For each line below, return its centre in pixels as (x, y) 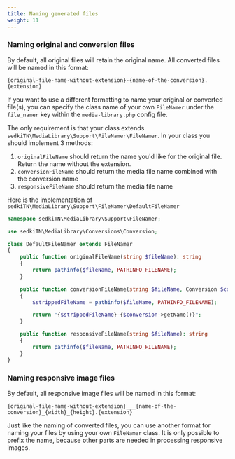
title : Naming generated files (53, 14)
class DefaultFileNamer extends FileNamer (70, 244)
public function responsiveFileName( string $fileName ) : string (114, 334)
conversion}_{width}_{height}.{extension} (70, 412)
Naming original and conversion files (71, 45)
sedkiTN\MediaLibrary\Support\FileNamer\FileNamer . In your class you (109, 135)
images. (19, 447)
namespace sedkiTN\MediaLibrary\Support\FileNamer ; (84, 219)
